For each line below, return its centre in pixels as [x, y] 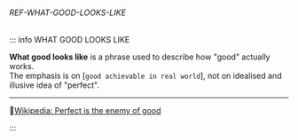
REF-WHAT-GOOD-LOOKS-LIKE [68, 12]
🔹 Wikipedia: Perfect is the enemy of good [85, 111]
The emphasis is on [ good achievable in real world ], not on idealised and [145, 76]
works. [22, 66]
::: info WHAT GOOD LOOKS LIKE [70, 40]
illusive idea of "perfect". [55, 85]
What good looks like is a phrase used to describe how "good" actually [140, 57]
